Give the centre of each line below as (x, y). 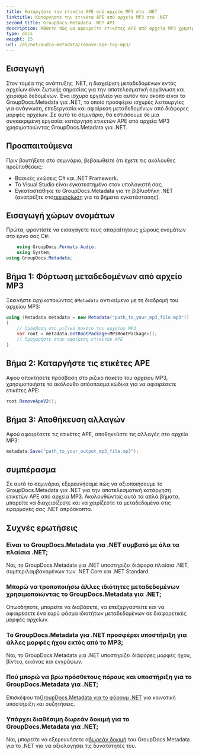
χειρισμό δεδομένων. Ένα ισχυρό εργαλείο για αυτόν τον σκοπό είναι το (96, 96)
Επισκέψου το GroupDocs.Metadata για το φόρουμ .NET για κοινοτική (91, 697)
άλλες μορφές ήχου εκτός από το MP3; (65, 643)
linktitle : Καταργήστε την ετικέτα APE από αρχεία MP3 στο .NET (87, 17)
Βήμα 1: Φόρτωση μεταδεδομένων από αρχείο (94, 277)
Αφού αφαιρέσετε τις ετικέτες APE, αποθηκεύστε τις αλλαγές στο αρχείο (97, 434)
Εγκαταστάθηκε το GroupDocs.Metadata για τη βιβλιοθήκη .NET (94, 191)
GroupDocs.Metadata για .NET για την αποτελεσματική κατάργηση (89, 490)
